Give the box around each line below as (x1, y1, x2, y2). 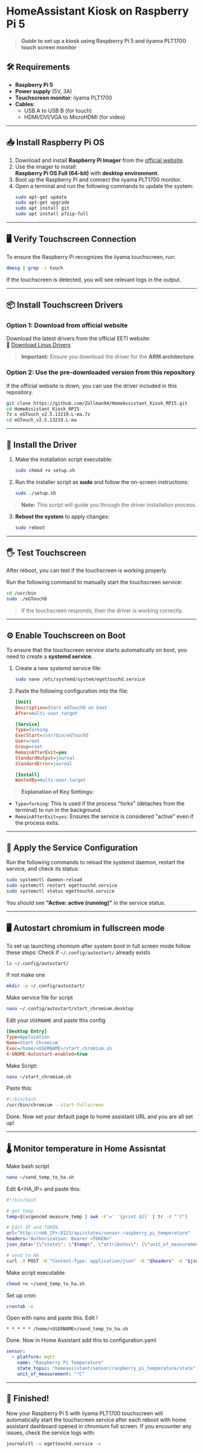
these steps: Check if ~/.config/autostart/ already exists (6, 948, 151, 956)
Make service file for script (6, 994, 74, 1001)
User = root (14, 738, 40, 744)
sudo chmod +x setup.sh (14, 468, 76, 474)
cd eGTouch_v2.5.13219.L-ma (6, 417, 77, 423)
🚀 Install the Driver (6, 440, 77, 450)
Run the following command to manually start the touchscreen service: (6, 579, 182, 586)
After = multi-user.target (14, 710, 78, 716)
